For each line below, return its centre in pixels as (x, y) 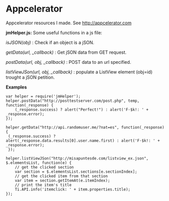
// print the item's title (43, 185)
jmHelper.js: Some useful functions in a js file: (54, 32)
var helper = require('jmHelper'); (43, 96)
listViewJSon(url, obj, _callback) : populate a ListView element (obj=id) (79, 72)
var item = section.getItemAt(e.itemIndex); (62, 180)
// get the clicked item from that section (61, 176)
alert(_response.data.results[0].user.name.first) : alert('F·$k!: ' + (83, 140)
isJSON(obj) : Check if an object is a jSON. (50, 42)
